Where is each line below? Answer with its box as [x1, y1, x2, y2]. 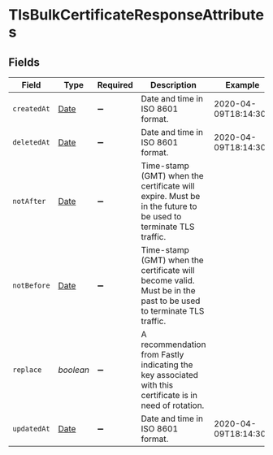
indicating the [141, 359, 193, 370]
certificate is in [141, 390, 197, 401]
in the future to [141, 201, 197, 212]
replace [12, 366, 42, 375]
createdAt [12, 104, 50, 113]
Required [97, 80, 134, 90]
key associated [141, 370, 199, 380]
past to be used [141, 295, 201, 306]
